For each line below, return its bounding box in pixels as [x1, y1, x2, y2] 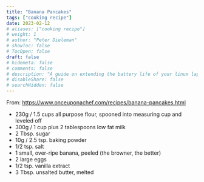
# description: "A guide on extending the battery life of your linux [6, 71, 189, 77]
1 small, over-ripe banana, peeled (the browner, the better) [15, 149, 161, 157]
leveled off [15, 117, 42, 124]
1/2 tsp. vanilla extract [15, 162, 70, 169]
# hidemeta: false [6, 59, 53, 66]
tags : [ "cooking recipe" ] [6, 15, 72, 21]
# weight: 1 [6, 32, 36, 38]
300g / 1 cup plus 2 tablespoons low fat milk [15, 124, 126, 130]
